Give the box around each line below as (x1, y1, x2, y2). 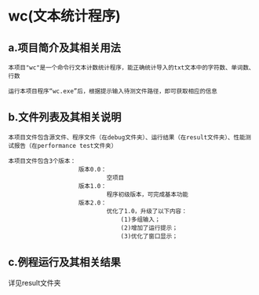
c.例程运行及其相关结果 (8, 256, 122, 269)
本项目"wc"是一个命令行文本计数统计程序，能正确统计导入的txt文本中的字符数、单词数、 (8, 64, 255, 72)
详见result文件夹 (8, 278, 61, 287)
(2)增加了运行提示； (120, 223, 178, 232)
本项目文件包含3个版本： (8, 157, 76, 165)
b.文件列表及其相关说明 (8, 111, 122, 124)
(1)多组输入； (120, 216, 161, 223)
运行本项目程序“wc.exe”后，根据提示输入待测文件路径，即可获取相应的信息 (8, 87, 217, 95)
